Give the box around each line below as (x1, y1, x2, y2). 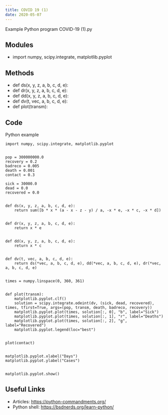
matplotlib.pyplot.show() (5, 371, 60, 377)
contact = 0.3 (5, 172, 35, 177)
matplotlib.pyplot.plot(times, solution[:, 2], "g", (14, 318, 128, 324)
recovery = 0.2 (5, 159, 37, 164)
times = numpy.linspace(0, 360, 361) (5, 279, 85, 284)
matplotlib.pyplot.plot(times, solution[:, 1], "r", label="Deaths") (14, 314, 164, 319)
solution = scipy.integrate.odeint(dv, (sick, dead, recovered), (14, 300, 155, 306)
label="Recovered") (5, 322, 46, 328)
